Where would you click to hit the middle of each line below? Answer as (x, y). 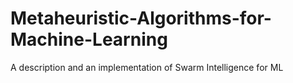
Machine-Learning (89, 39)
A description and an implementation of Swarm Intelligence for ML (147, 67)
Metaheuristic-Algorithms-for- (141, 18)
